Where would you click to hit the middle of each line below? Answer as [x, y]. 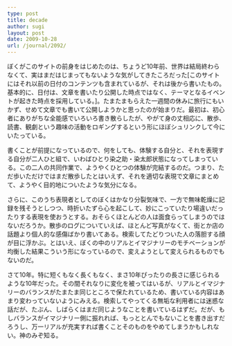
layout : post [26, 33]
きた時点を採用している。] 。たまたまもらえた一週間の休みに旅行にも [122, 101]
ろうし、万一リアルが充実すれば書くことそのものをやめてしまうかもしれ [110, 327]
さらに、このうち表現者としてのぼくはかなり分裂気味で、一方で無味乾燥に [113, 199]
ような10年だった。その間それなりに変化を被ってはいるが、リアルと [104, 283]
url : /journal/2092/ [37, 46]
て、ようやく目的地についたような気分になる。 [74, 185]
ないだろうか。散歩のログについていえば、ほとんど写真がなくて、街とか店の [116, 225]
